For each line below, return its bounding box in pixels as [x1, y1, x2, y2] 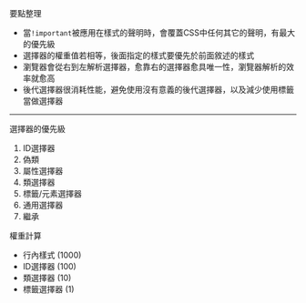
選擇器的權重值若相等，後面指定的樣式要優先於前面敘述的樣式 [22, 50, 255, 61]
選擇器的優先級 [9, 124, 66, 134]
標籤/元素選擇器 [22, 188, 82, 198]
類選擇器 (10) [22, 272, 72, 283]
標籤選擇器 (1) [22, 284, 75, 294]
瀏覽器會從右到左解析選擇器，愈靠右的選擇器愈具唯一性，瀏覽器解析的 [22, 62, 287, 72]
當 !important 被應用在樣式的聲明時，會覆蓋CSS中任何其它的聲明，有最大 [22, 27, 296, 38]
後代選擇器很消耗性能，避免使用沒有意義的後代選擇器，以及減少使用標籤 [22, 85, 294, 95]
